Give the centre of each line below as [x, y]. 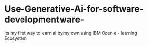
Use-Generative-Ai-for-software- [74, 9]
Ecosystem [16, 38]
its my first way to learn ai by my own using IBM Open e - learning [71, 33]
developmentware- [44, 19]
